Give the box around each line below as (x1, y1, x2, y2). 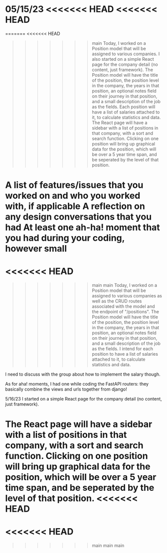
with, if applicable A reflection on (5, 201, 146, 212)
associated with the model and (92, 303, 156, 309)
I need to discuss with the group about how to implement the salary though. (5, 371, 161, 377)
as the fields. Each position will (92, 104, 156, 110)
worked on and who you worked (5, 190, 141, 201)
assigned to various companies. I (92, 51, 160, 57)
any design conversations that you (5, 211, 152, 223)
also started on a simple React (92, 56, 155, 62)
